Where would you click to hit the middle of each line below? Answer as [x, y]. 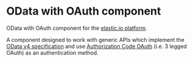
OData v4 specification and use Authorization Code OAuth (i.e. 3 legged [97, 46]
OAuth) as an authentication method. [52, 52]
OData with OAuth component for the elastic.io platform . [77, 28]
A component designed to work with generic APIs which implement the [95, 40]
